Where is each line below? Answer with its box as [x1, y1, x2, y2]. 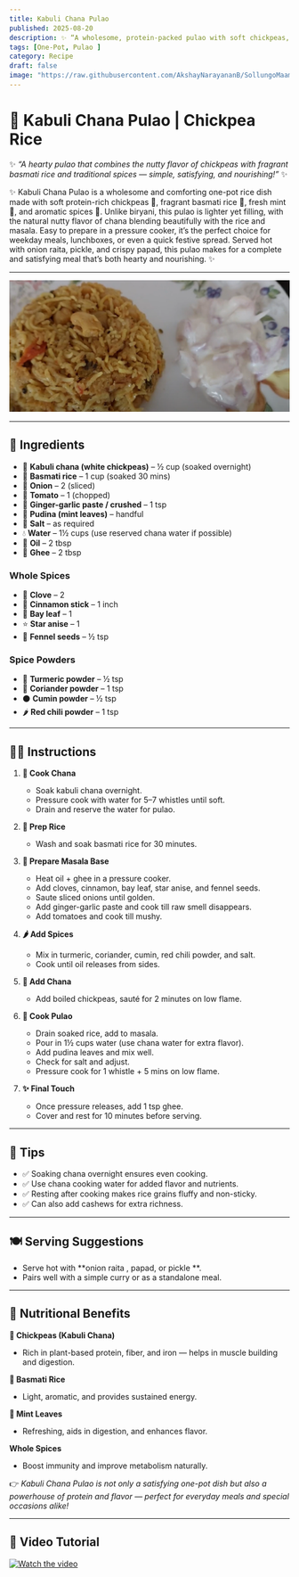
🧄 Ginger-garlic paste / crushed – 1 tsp [21, 499, 167, 510]
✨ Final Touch [21, 1083, 76, 1094]
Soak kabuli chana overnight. [35, 785, 142, 796]
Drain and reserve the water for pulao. [35, 804, 176, 815]
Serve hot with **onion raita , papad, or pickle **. [21, 1262, 202, 1273]
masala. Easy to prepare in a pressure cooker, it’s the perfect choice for [9, 225, 271, 235]
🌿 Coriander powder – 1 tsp [21, 683, 125, 694]
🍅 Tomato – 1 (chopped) [21, 489, 111, 500]
